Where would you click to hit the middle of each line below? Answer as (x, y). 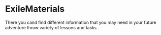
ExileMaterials (35, 9)
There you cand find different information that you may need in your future (81, 22)
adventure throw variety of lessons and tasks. (51, 27)
